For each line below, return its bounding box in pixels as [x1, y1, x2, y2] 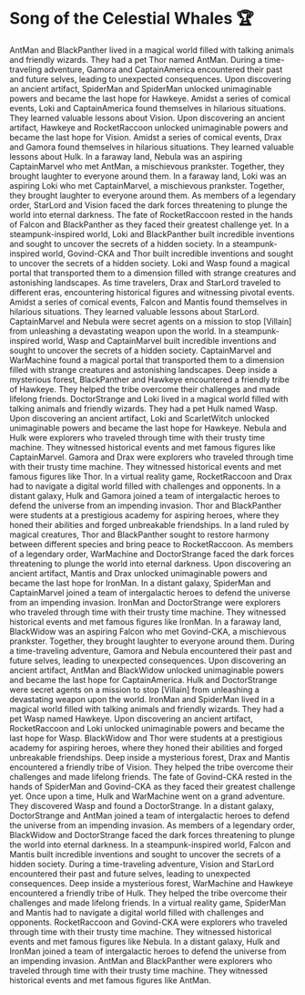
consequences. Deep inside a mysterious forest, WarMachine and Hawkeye [9, 877, 294, 888]
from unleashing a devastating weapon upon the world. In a [9, 326, 233, 337]
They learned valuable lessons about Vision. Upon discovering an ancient [9, 112, 285, 123]
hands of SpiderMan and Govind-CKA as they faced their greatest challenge [9, 781, 296, 792]
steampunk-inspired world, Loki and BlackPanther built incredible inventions [9, 228, 295, 239]
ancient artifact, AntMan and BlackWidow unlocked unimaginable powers [9, 664, 284, 676]
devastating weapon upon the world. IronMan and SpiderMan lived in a [9, 693, 275, 704]
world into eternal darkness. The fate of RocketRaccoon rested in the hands [9, 209, 293, 220]
